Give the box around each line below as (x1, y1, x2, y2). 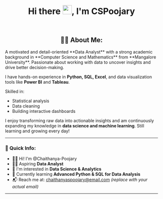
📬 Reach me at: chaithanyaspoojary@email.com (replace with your (12, 177, 148, 182)
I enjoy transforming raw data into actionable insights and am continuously (5, 117, 154, 124)
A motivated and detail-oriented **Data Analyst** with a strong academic (5, 49, 153, 54)
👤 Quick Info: (5, 145, 36, 151)
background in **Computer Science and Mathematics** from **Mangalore (5, 54, 156, 60)
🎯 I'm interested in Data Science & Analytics (12, 166, 102, 172)
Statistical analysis (12, 98, 49, 104)
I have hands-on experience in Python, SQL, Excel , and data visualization (5, 73, 152, 80)
